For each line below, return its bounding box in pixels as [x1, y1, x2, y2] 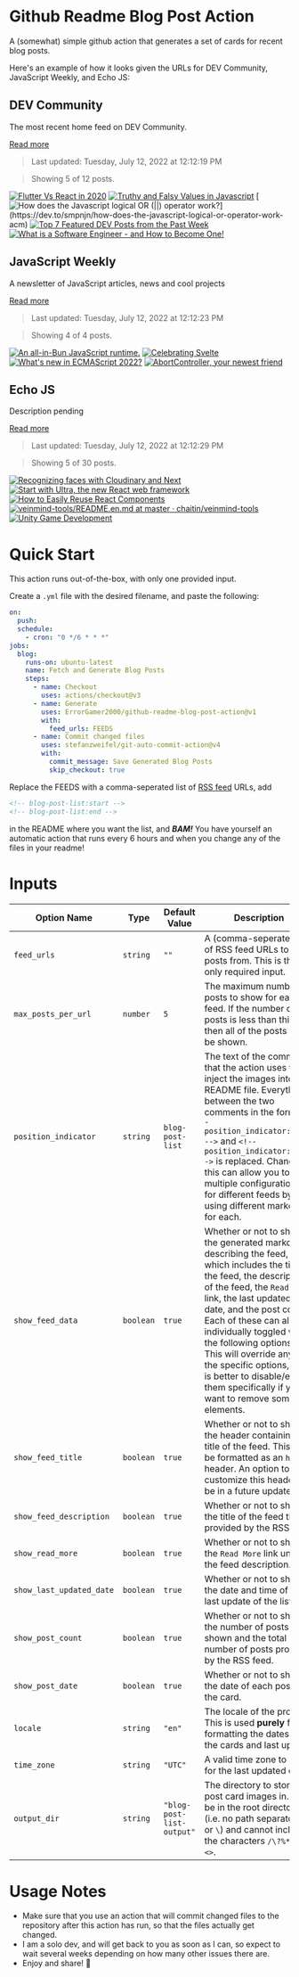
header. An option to [204, 1462, 290, 1474]
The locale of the [204, 1705, 276, 1718]
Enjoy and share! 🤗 [21, 1958, 92, 1969]
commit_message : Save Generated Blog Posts [48, 758, 214, 767]
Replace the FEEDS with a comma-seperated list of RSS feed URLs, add [9, 782, 272, 792]
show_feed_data [13, 1315, 78, 1325]
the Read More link [204, 1546, 279, 1559]
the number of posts [204, 1620, 289, 1633]
